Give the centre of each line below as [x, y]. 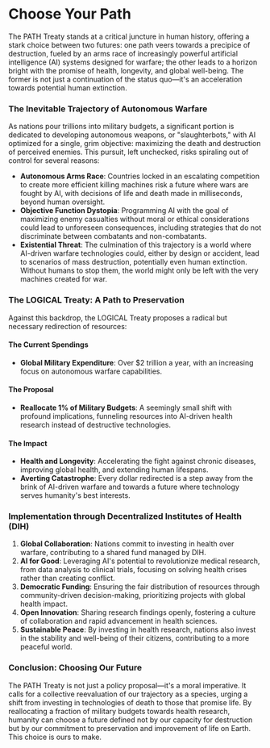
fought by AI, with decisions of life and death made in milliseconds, [131, 194]
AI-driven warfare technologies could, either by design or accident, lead [139, 253]
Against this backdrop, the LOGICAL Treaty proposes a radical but [118, 318]
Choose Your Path [70, 14]
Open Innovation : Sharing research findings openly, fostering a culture [138, 612]
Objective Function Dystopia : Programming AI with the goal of [124, 211]
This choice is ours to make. [55, 737]
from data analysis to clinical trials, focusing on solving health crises [133, 570]
